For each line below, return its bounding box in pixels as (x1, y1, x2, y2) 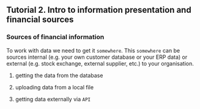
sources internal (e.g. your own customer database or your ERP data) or (6, 53, 188, 61)
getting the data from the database (15, 72, 103, 79)
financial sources (6, 15, 74, 25)
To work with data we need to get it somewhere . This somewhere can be (6, 47, 180, 54)
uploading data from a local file (15, 83, 94, 91)
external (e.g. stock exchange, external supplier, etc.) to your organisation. (6, 59, 194, 67)
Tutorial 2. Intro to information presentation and (6, 5, 191, 15)
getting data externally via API (15, 95, 91, 103)
